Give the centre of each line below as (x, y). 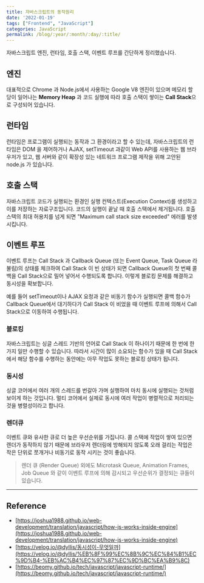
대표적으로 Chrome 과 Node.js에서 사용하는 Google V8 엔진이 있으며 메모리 (97, 89)
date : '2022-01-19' (31, 18)
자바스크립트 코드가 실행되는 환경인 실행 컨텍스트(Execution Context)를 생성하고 (102, 201)
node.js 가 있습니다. (30, 164)
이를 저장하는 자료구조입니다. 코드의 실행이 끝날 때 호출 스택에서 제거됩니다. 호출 (101, 209)
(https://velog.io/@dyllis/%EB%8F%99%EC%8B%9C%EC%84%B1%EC (106, 554)
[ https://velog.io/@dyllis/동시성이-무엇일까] (68, 547)
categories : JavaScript (36, 29)
